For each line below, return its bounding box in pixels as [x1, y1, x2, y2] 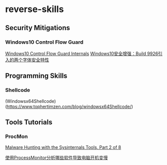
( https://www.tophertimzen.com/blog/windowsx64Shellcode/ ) [5, 103, 133, 109]
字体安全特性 [22, 57, 49, 63]
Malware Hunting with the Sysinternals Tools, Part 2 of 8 [5, 144, 121, 150]
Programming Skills [5, 72, 67, 80]
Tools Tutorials [5, 118, 52, 126]
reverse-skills [5, 4, 64, 15]
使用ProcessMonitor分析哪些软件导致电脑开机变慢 [5, 154, 108, 161]
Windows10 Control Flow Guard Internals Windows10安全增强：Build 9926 [5, 50, 158, 56]
